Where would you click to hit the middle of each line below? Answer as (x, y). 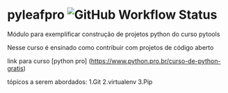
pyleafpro (36, 15)
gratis (16, 68)
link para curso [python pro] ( (49, 61)
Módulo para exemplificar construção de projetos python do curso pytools (114, 34)
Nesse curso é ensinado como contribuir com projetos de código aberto (111, 47)
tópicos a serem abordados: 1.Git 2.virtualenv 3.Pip (80, 82)
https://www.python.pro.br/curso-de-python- (156, 61)
